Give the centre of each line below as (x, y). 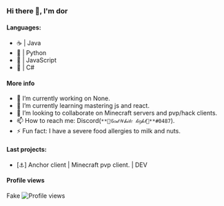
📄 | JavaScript (36, 60)
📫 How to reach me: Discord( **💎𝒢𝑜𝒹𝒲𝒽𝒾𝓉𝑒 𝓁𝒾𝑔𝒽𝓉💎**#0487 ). (95, 121)
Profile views (26, 181)
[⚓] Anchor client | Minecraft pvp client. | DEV (82, 165)
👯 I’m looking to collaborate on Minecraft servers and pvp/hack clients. (117, 113)
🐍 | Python (31, 53)
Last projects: (27, 149)
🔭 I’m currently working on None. (63, 98)
